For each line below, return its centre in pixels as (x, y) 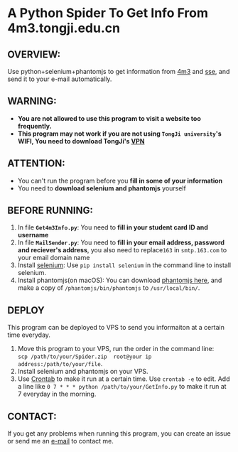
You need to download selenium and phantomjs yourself (102, 188)
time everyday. (29, 335)
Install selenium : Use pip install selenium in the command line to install (124, 265)
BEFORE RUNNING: (50, 211)
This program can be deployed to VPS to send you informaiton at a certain (116, 328)
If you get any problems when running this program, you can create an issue (119, 434)
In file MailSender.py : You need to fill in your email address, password (121, 242)
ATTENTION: (36, 164)
